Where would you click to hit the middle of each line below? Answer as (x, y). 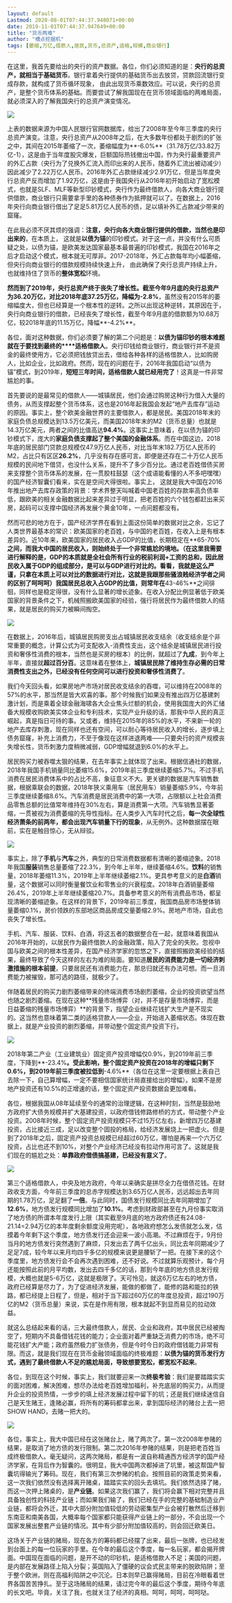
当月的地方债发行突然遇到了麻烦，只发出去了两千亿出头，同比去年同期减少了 (116, 1243)
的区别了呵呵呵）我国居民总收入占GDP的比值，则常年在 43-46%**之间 (108, 583)
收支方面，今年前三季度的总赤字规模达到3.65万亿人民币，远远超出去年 (113, 1191)
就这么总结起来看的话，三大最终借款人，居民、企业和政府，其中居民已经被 (113, 1327)
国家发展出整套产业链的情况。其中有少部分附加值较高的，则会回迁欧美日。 (113, 1525)
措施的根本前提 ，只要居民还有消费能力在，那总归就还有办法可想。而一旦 (116, 968)
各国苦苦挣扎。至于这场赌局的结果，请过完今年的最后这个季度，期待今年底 (119, 1584)
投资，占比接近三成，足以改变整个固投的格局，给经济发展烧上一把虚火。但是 (116, 1129)
